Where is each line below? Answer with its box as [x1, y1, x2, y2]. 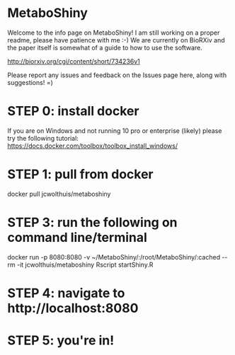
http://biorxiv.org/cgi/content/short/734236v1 [7, 57, 140, 65]
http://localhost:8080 [7, 300, 139, 316]
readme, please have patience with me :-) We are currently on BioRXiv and [7, 35, 225, 44]
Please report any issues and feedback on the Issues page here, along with [7, 71, 227, 79]
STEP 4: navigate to [7, 285, 125, 301]
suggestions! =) [7, 78, 53, 86]
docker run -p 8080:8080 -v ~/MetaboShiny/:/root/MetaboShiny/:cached [7, 252, 221, 261]
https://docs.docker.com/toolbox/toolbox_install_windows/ [7, 141, 178, 150]
